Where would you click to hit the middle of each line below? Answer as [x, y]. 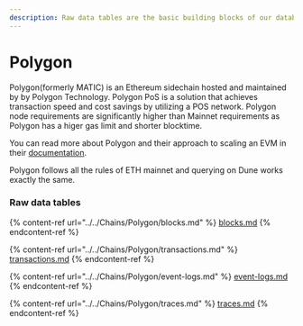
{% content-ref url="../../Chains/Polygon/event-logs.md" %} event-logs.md [149, 276]
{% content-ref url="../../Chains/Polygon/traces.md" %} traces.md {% [139, 303]
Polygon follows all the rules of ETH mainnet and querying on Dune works [147, 170]
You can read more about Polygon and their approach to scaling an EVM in [148, 143]
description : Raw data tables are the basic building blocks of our [141, 18]
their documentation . [48, 152]
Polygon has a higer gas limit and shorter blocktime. [106, 125]
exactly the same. [42, 179]
